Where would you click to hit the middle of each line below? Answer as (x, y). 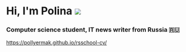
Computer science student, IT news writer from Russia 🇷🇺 (93, 30)
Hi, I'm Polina (39, 11)
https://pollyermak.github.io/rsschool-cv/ (57, 42)
